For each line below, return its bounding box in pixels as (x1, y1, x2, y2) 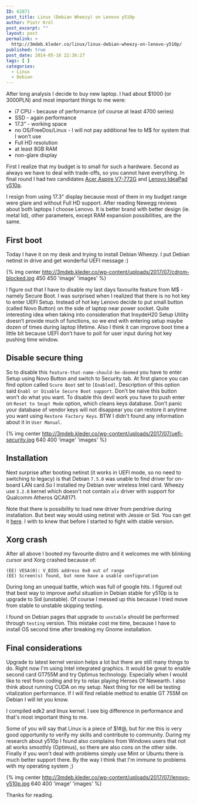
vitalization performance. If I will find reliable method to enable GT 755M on (6, 690, 188, 697)
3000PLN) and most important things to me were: (6, 96, 126, 103)
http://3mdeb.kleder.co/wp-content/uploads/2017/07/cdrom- (42, 268, 189, 275)
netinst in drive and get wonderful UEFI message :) (6, 257, 129, 264)
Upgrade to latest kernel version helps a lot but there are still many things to (6, 659, 189, 666)
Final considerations (6, 643, 83, 653)
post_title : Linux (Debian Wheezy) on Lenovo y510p (6, 14, 135, 20)
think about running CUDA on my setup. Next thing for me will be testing (6, 684, 181, 691)
